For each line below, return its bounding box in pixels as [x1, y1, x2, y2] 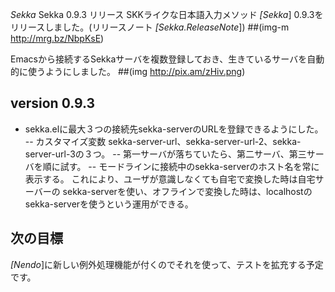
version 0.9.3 [10, 95, 96, 112]
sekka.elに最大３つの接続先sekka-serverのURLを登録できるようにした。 [24, 123, 324, 135]
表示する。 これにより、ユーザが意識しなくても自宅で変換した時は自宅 [24, 173, 316, 185]
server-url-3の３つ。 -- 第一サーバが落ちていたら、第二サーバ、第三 [24, 148, 307, 160]
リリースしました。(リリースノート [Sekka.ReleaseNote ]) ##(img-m [10, 21, 290, 33]
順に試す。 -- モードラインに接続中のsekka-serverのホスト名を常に [42, 160, 320, 172]
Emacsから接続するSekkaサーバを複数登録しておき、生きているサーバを [10, 53, 308, 65]
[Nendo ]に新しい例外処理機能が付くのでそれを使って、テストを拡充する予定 [10, 258, 324, 270]
